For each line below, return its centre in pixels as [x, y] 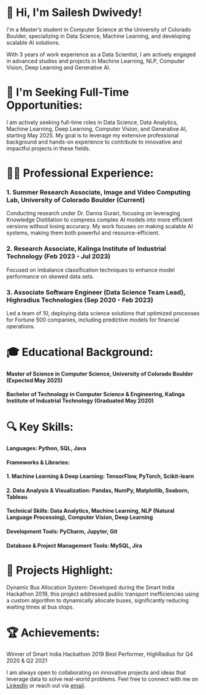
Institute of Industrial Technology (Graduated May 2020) [80, 401]
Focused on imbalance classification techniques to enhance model [90, 270]
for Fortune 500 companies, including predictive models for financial [93, 320]
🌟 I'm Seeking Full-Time [68, 92]
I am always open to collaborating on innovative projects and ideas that [96, 672]
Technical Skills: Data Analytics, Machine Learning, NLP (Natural [90, 511]
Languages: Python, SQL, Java [46, 448]
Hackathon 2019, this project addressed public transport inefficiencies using [103, 594]
